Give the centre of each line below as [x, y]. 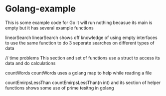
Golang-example [41, 9]
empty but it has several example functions [49, 27]
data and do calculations [30, 63]
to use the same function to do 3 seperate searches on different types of [80, 42]
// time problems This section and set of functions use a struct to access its [83, 57]
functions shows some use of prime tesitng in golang [60, 87]
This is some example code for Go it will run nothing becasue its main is [79, 22]
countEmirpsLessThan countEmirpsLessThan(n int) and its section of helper [83, 82]
